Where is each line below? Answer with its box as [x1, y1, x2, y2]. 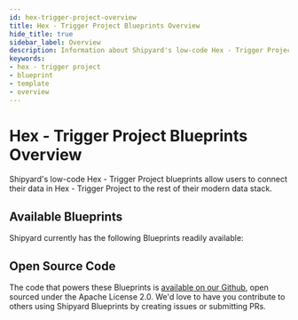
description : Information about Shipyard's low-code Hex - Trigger [9, 46, 264, 55]
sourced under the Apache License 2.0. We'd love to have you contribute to [9, 292, 286, 302]
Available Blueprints [9, 209, 122, 224]
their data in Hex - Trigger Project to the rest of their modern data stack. [9, 183, 272, 194]
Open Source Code [9, 259, 116, 274]
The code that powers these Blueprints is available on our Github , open [9, 282, 269, 293]
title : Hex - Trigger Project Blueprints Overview [9, 21, 200, 30]
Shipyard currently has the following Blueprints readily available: [9, 233, 244, 244]
